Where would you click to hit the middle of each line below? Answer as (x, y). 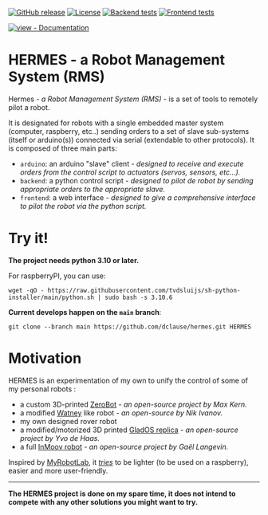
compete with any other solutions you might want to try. (103, 501)
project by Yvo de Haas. (59, 438)
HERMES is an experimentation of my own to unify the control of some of (128, 380)
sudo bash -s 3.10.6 (139, 297)
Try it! (28, 238)
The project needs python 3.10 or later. (74, 260)
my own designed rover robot (68, 421)
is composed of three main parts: (63, 148)
